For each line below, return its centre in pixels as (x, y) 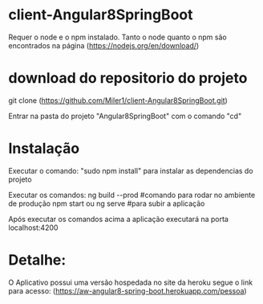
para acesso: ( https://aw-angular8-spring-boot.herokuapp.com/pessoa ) (127, 290)
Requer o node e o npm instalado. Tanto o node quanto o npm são (117, 37)
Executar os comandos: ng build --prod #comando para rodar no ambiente (132, 195)
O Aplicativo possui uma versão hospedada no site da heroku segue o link (131, 282)
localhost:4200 (33, 228)
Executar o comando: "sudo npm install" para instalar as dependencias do (131, 170)
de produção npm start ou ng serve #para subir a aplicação (107, 203)
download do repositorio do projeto (128, 78)
